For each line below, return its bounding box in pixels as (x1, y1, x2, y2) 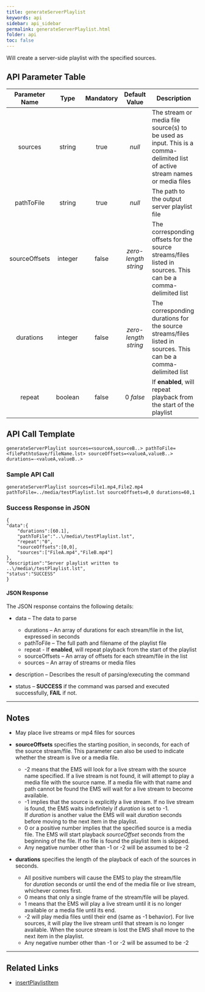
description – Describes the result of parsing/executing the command (15, 671, 190, 678)
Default (124, 90, 146, 99)
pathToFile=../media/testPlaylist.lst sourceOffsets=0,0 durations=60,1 (6, 489, 195, 495)
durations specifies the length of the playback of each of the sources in (15, 855, 196, 863)
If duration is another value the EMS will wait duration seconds (24, 811, 182, 819)
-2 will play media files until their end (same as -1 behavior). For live (24, 913, 194, 920)
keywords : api (6, 15, 43, 21)
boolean (56, 393, 80, 401)
